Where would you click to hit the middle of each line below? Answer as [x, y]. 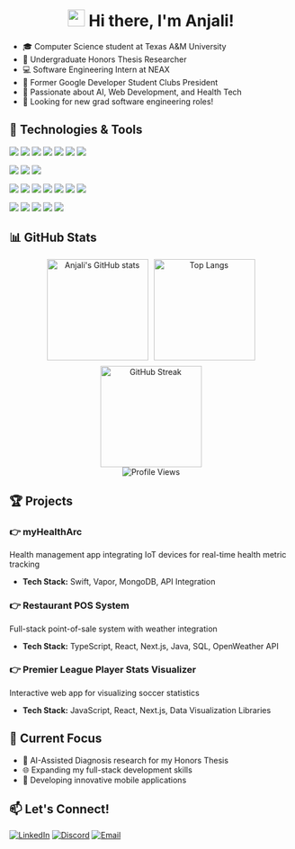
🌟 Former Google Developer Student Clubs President [120, 82]
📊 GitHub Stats [53, 238]
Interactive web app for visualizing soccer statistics [104, 693]
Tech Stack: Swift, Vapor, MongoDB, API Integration [119, 582]
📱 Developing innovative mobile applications [104, 780]
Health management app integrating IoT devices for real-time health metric [148, 555]
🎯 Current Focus [56, 739]
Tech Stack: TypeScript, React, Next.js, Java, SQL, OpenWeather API [150, 646]
